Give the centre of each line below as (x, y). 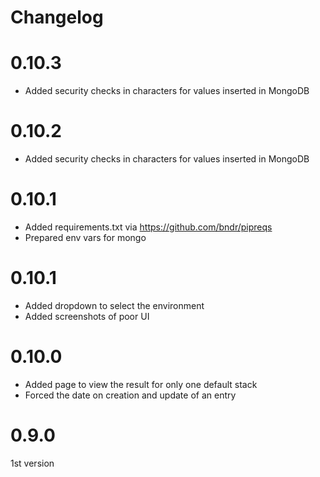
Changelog (57, 17)
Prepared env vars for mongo (85, 237)
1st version (32, 463)
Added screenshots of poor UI (87, 316)
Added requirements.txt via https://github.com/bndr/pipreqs (148, 227)
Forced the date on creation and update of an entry (130, 395)
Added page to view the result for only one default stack (141, 384)
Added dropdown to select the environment (114, 305)
